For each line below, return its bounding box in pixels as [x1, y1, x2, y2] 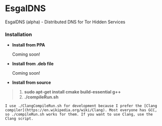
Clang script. [5, 116, 34, 121]
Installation [5, 31, 32, 38]
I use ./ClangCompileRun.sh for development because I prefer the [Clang [5, 104, 158, 109]
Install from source [12, 79, 51, 85]
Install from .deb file [12, 61, 54, 67]
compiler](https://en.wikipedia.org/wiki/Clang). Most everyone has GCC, [5, 108, 158, 113]
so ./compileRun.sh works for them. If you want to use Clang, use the [5, 112, 153, 117]
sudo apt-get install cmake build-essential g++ [24, 89, 121, 95]
